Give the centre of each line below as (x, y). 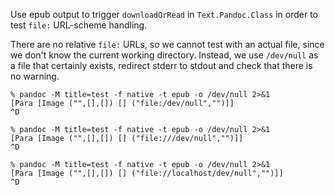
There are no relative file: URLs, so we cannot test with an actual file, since (167, 44)
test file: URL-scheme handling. (79, 25)
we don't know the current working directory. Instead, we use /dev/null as (164, 55)
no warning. (35, 76)
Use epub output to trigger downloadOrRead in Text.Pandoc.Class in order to (164, 14)
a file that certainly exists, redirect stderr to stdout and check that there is (161, 65)
